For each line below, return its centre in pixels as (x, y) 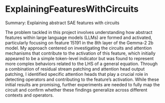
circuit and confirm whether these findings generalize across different (76, 90)
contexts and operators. (30, 95)
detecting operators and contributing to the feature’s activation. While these (82, 79)
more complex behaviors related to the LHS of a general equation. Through (82, 64)
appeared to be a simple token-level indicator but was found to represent (80, 58)
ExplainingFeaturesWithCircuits (72, 9)
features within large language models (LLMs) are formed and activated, (79, 37)
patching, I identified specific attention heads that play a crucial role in (77, 74)
